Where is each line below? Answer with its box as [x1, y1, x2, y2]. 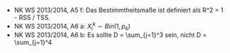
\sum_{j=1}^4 [13, 38, 52, 47]
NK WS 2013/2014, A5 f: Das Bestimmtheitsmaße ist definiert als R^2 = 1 [13, 6, 224, 14]
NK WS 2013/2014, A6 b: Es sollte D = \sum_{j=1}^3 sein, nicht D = [13, 31, 207, 39]
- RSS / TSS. [13, 13, 51, 22]
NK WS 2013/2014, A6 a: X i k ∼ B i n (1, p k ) [13, 21, 131, 32]
